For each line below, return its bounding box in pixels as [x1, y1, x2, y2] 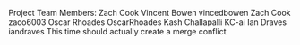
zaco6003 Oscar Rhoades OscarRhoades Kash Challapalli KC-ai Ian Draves [8, 17, 287, 27]
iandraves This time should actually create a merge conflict [8, 26, 227, 36]
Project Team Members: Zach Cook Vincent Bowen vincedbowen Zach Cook [8, 8, 291, 18]
